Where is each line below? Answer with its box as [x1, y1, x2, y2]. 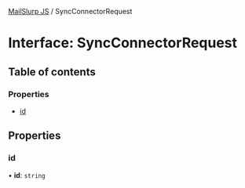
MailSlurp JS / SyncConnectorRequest [8, 7, 133, 16]
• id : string [8, 170, 46, 179]
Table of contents [8, 65, 96, 78]
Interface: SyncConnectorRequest [8, 34, 238, 52]
